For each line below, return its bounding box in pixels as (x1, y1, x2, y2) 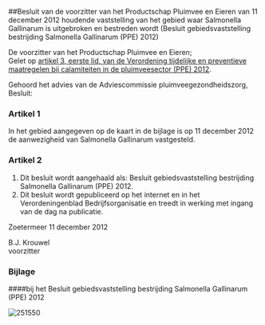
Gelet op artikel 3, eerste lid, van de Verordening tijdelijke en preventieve (8, 56, 247, 65)
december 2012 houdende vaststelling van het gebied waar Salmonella (8, 15, 242, 25)
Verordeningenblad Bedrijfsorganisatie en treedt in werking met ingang (19, 198, 254, 208)
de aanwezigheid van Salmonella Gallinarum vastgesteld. (8, 135, 196, 144)
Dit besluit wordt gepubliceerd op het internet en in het (19, 190, 200, 199)
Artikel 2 (8, 155, 42, 166)
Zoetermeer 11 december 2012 (8, 222, 109, 232)
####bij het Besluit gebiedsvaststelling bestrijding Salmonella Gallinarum (8, 284, 248, 293)
